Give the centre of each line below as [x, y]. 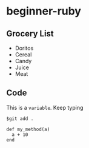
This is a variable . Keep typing [45, 107]
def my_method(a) [28, 129]
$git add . [20, 119]
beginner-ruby [44, 11]
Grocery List [30, 34]
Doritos [24, 48]
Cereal [23, 55]
